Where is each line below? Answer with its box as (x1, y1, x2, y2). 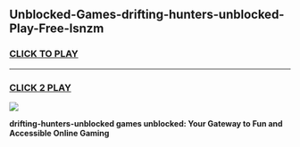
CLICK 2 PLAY (9, 81, 71, 94)
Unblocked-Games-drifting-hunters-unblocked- (9, 7, 285, 22)
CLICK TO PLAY (9, 48, 79, 61)
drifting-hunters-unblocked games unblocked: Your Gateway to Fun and (9, 118, 283, 128)
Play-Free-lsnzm (9, 21, 104, 37)
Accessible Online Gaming (9, 127, 110, 138)
